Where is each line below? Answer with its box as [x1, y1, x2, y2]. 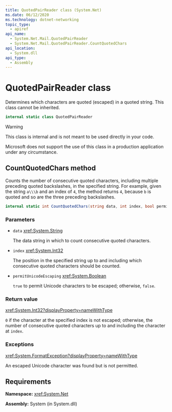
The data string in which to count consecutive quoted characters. [12, 238, 151, 244]
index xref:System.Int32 [12, 247, 63, 254]
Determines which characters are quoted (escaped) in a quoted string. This [5, 99, 164, 105]
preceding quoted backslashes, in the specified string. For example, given [5, 183, 162, 189]
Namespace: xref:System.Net [5, 391, 69, 397]
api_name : [5, 31, 27, 36]
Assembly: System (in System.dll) [5, 401, 78, 407]
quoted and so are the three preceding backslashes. [5, 193, 116, 200]
